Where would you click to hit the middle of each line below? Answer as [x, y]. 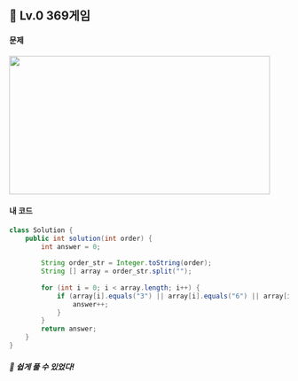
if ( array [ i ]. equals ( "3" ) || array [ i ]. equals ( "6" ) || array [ [172, 296]
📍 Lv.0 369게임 [50, 16]
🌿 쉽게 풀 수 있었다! [42, 367]
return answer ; [69, 329]
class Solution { [41, 230]
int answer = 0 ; [71, 246]
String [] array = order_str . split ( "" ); [117, 272]
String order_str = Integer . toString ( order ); [127, 263]
